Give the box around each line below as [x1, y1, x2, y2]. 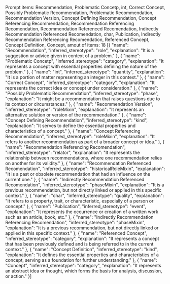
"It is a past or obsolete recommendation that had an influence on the [5, 171, 151, 177]
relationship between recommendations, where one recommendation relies [5, 155, 162, 161]
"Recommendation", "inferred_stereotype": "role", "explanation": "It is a [5, 48, 154, 53]
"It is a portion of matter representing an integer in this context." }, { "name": [5, 74, 165, 80]
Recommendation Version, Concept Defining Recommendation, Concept [5, 15, 157, 21]
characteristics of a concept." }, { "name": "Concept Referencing [5, 128, 141, 134]
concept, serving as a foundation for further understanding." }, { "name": [5, 257, 157, 263]
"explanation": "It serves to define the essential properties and [5, 123, 136, 129]
